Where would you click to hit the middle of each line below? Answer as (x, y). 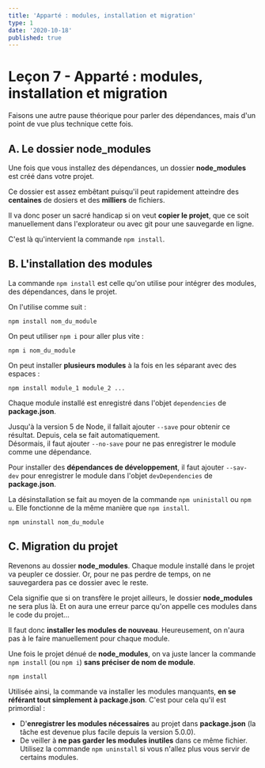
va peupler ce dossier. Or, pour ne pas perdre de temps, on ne (110, 574)
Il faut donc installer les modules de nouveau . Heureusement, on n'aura (127, 629)
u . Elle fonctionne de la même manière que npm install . (99, 508)
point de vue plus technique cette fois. (71, 124)
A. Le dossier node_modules (80, 148)
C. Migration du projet (63, 547)
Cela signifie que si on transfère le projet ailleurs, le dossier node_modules (131, 598)
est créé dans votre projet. (51, 176)
